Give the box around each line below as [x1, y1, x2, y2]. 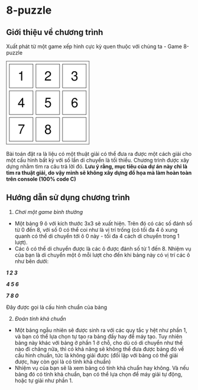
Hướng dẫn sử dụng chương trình [6, 193, 130, 203]
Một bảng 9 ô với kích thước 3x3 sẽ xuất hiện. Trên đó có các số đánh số [14, 220, 193, 227]
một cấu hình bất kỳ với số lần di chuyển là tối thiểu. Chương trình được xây [6, 156, 189, 164]
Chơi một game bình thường [14, 208, 83, 215]
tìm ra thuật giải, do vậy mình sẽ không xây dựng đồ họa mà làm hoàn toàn [6, 170, 192, 176]
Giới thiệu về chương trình [6, 27, 103, 37]
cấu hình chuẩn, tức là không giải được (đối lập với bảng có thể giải [14, 351, 178, 359]
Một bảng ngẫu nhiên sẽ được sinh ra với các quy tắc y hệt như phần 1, [14, 327, 187, 334]
